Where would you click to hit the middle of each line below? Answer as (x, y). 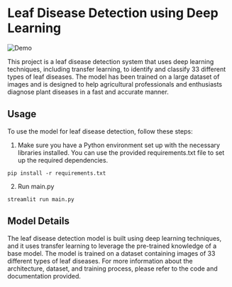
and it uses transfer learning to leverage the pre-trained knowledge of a (112, 246)
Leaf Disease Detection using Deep (113, 13)
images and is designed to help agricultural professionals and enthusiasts (115, 84)
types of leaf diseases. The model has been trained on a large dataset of (114, 77)
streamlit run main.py (41, 199)
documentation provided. (44, 276)
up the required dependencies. (63, 160)
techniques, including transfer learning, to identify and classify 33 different (117, 69)
